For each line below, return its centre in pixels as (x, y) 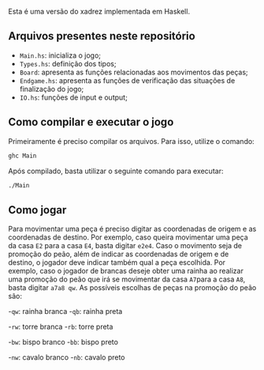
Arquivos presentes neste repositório (102, 36)
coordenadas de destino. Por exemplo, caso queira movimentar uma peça (128, 237)
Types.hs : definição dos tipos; (68, 63)
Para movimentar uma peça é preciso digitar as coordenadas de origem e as (132, 229)
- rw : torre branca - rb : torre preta (61, 327)
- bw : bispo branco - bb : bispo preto (63, 342)
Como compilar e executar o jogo (91, 122)
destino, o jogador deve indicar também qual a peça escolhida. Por (117, 262)
